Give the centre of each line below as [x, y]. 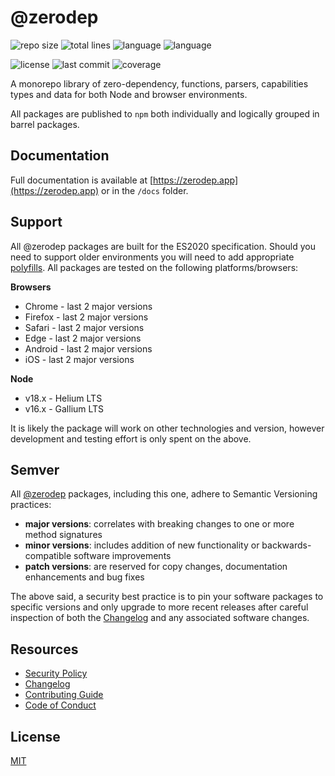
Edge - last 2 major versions [83, 338]
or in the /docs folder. [144, 190]
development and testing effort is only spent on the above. [131, 438]
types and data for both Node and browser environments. [129, 94]
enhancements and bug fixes [84, 577]
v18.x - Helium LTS [63, 398]
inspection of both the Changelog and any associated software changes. [160, 618]
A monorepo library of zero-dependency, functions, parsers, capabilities [159, 83]
